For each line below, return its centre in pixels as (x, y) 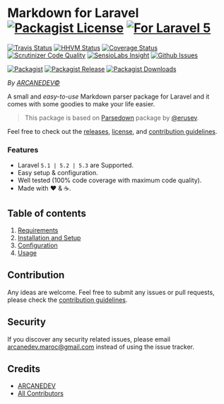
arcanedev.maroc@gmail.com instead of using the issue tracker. (101, 347)
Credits (24, 369)
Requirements (38, 230)
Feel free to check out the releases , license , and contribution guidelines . (112, 131)
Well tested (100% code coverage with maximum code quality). (110, 180)
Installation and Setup (49, 238)
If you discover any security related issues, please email (89, 339)
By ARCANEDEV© (34, 82)
